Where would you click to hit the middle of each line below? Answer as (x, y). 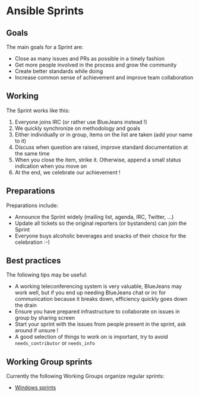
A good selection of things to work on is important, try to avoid (91, 337)
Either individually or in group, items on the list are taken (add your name (104, 134)
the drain (26, 305)
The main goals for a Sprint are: (45, 47)
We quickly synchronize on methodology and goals (78, 128)
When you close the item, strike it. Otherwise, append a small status (98, 160)
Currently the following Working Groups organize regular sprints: (85, 376)
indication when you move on (51, 166)
